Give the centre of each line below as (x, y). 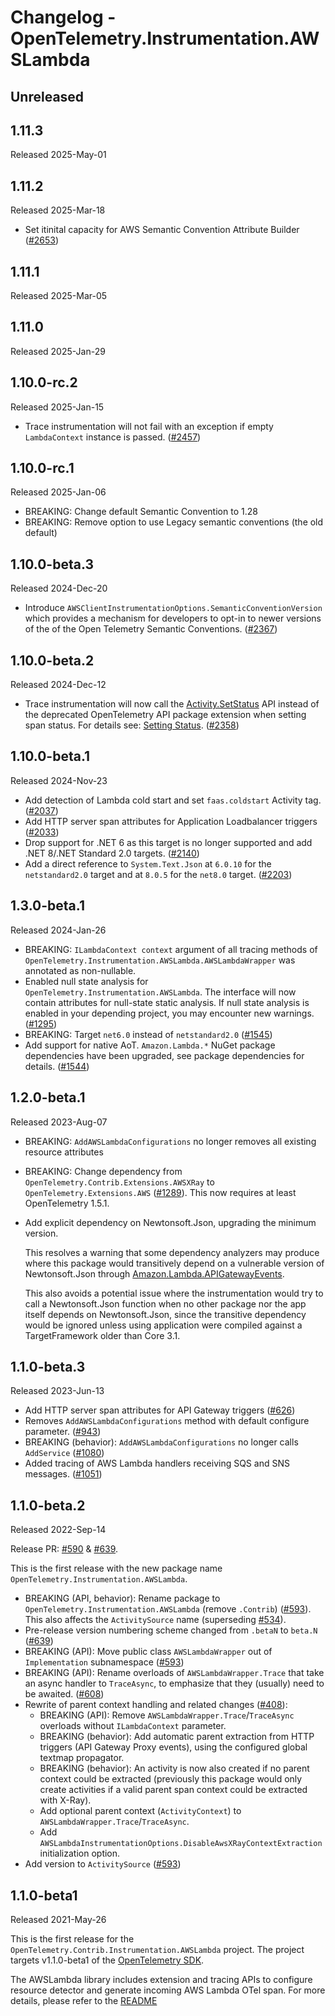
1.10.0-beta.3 (52, 564)
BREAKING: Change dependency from (103, 1171)
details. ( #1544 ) (57, 1066)
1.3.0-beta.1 (47, 906)
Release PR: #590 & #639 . (64, 1549)
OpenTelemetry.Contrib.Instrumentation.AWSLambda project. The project (157, 1949)
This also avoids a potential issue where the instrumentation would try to (174, 1293)
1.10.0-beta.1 (50, 756)
